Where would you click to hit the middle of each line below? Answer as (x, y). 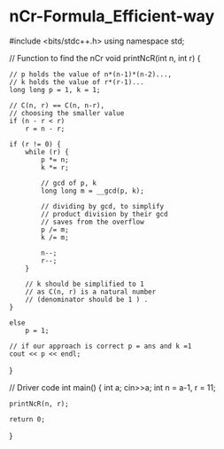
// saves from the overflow (93, 222)
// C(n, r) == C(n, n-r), (57, 105)
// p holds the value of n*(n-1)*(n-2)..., (91, 74)
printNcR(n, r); (39, 404)
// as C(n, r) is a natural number (91, 291)
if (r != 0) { (35, 144)
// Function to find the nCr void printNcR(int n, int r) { (105, 58)
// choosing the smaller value (67, 113)
